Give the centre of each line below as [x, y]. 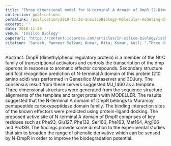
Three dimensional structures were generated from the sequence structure [84, 90]
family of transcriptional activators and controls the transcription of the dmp [85, 63]
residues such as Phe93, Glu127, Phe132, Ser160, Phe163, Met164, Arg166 [82, 122]
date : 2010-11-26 [24, 29]
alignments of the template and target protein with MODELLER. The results [83, 95]
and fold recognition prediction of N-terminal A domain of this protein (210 [83, 74]
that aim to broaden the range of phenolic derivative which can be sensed [83, 133]
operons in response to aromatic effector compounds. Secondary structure [84, 68]
